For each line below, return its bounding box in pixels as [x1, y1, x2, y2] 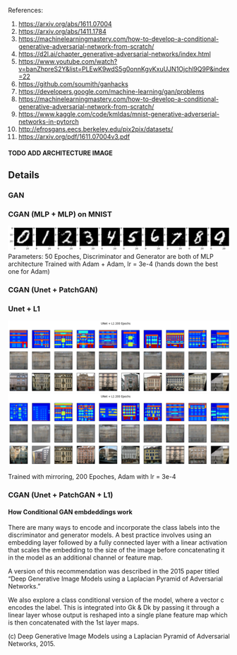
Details [8, 169, 39, 181]
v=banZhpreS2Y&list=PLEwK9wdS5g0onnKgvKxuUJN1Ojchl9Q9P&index [18, 65, 230, 73]
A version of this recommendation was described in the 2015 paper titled [8, 567, 219, 576]
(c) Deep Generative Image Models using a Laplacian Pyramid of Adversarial [8, 632, 230, 641]
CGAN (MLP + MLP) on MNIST [8, 209, 112, 219]
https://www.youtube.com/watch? [18, 57, 118, 66]
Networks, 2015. [8, 639, 56, 648]
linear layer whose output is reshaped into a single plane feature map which [8, 611, 228, 620]
